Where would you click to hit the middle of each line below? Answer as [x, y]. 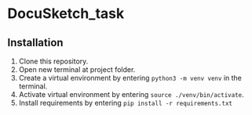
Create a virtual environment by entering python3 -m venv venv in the [130, 78]
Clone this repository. [53, 61]
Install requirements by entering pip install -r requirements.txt [126, 103]
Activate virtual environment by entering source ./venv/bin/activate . [131, 94]
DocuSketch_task [66, 14]
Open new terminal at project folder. [77, 70]
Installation [35, 43]
